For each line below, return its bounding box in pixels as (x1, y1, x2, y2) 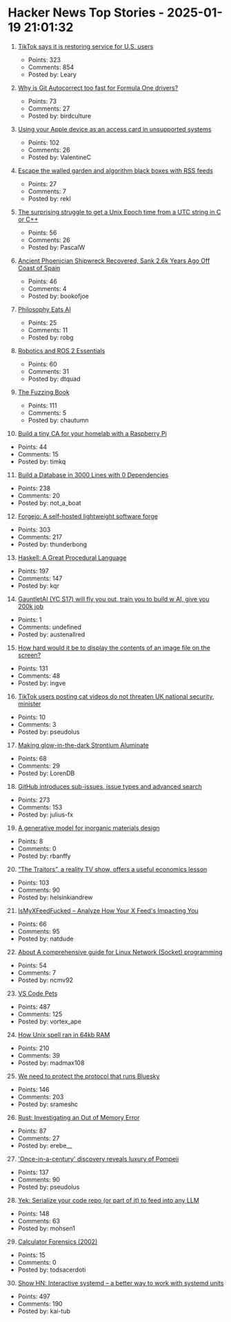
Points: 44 (17, 443, 48, 451)
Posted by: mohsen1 (17, 1224, 75, 1232)
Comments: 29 (17, 761, 61, 770)
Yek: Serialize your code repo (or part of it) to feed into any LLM (17, 1196, 199, 1204)
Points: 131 (17, 664, 48, 672)
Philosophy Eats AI (17, 305, 71, 313)
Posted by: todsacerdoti (17, 1265, 86, 1274)
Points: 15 (17, 1250, 46, 1259)
